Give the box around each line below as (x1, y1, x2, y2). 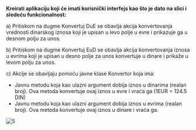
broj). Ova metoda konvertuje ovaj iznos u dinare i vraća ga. (14, 107, 159, 113)
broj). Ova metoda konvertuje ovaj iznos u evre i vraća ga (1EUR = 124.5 (14, 88, 187, 94)
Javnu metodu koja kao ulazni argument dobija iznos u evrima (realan (14, 100, 183, 107)
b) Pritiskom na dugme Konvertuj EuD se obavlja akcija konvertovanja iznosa (6, 46, 190, 53)
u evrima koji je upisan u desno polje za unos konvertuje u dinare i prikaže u (6, 53, 189, 59)
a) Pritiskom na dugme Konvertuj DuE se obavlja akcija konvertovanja (6, 23, 173, 29)
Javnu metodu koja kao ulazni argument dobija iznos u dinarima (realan (14, 81, 187, 88)
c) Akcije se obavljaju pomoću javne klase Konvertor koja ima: (6, 70, 155, 77)
